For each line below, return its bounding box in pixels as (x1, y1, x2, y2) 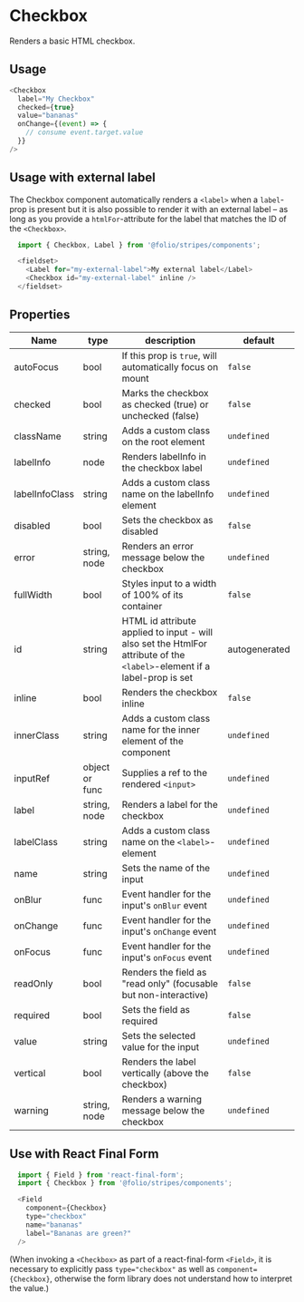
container (121, 599, 163, 612)
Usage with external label (9, 170, 156, 186)
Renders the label (121, 1055, 196, 1068)
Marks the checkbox (121, 386, 209, 399)
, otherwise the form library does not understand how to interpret (49, 1273, 292, 1284)
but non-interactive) (121, 988, 209, 1001)
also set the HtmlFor (121, 636, 208, 649)
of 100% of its (121, 588, 184, 601)
